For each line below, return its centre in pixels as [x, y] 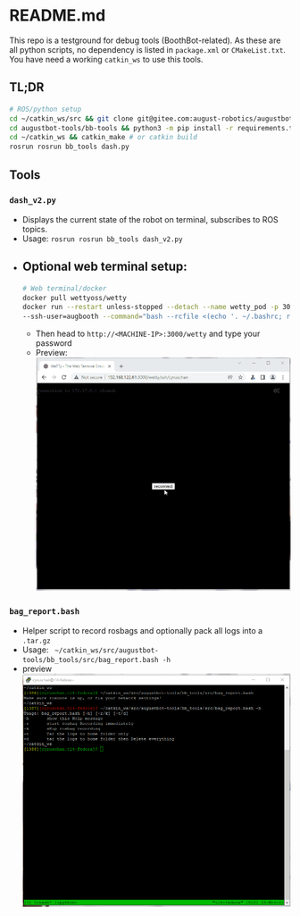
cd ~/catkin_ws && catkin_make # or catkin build [104, 138]
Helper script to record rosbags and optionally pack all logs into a [142, 630]
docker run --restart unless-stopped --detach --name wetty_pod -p [150, 307]
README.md [58, 16]
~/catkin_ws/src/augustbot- [107, 650]
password [54, 343]
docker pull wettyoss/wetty [74, 298]
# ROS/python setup [46, 109]
